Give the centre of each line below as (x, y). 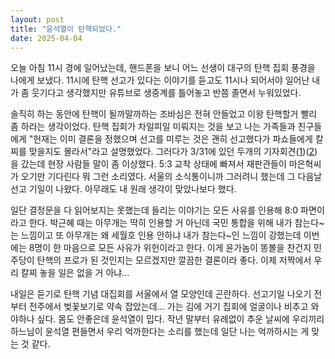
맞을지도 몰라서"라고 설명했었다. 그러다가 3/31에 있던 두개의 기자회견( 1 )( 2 (171, 152)
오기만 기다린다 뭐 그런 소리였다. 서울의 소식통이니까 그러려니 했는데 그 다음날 (171, 177)
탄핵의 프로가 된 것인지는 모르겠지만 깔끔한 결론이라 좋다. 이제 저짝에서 (174, 260)
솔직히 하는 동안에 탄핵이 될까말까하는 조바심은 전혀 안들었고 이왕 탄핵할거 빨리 (164, 114)
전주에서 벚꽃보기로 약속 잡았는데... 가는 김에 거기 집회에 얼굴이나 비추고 (168, 307)
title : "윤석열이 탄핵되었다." (66, 29)
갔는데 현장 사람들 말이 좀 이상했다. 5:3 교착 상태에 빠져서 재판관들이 (153, 164)
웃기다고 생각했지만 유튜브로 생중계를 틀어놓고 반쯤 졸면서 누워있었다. (166, 93)
